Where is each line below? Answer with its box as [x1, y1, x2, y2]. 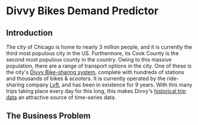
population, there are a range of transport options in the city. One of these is [6, 62, 192, 69]
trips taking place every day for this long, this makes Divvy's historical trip [6, 88, 186, 94]
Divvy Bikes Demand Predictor [6, 4, 158, 18]
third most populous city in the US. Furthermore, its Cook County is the [6, 50, 179, 57]
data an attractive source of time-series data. [6, 94, 116, 101]
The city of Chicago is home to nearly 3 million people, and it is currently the [6, 43, 193, 50]
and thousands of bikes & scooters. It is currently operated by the [6, 75, 166, 82]
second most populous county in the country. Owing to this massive [6, 56, 172, 63]
